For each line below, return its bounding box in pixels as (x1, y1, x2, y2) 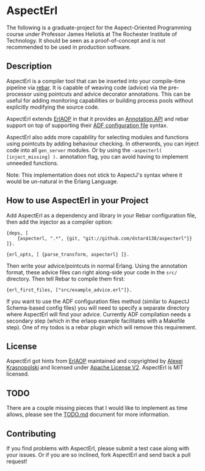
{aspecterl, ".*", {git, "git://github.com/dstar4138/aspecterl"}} (17, 235, 192, 241)
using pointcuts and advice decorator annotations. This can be (33, 90, 191, 98)
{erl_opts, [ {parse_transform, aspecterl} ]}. (6, 251, 130, 257)
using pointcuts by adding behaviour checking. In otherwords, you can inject (6, 140, 199, 147)
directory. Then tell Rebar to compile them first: (6, 275, 125, 282)
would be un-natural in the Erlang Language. (6, 178, 118, 185)
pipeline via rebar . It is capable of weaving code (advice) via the (6, 84, 167, 91)
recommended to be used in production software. (6, 43, 131, 51)
